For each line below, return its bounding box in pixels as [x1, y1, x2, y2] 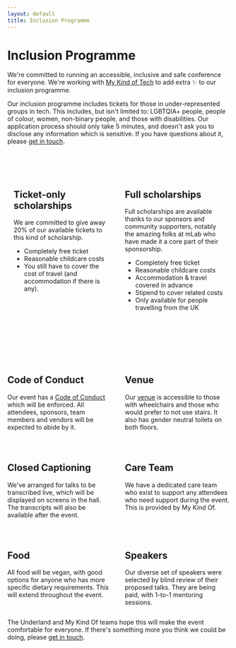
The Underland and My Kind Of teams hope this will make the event [7, 618, 204, 627]
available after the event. [7, 510, 79, 519]
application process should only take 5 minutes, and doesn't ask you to [7, 122, 214, 131]
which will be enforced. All [7, 400, 85, 409]
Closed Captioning [7, 462, 91, 474]
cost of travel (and [23, 270, 78, 278]
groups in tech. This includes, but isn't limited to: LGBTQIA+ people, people [7, 107, 226, 116]
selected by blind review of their [124, 576, 219, 584]
